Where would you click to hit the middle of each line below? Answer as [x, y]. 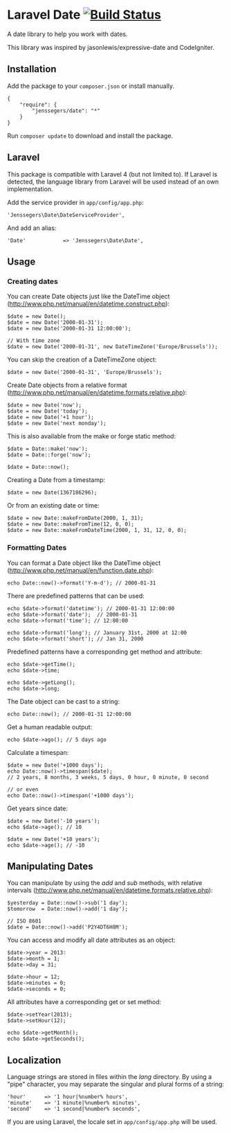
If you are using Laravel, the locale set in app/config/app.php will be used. [112, 1122]
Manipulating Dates [50, 866]
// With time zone [34, 341]
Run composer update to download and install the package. [90, 136]
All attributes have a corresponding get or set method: [84, 1002]
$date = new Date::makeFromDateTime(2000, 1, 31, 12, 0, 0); [97, 530]
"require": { [38, 105]
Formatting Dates [37, 548]
